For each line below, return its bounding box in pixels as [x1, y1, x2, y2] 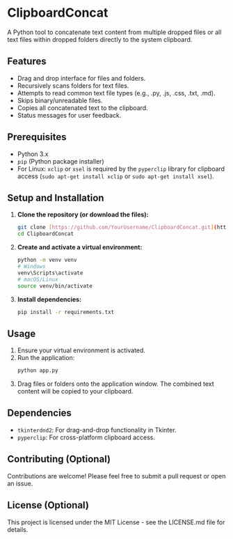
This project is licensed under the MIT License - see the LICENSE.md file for [7, 517, 225, 526]
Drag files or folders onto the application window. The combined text [17, 380, 214, 388]
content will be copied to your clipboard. [17, 387, 134, 396]
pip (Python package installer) [17, 157, 104, 165]
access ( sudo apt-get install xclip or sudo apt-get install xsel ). [17, 172, 214, 180]
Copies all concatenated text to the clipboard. [17, 103, 148, 112]
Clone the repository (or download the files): [17, 210, 149, 219]
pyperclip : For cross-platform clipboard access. [17, 433, 155, 442]
